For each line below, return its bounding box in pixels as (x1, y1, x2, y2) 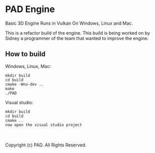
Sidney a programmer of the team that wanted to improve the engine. (5, 35, 149, 41)
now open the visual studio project (5, 122, 82, 127)
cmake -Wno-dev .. (5, 82, 44, 87)
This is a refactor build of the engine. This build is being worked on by (5, 30, 150, 36)
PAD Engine (5, 4, 55, 15)
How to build (5, 50, 46, 58)
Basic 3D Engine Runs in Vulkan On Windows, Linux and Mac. (5, 20, 133, 26)
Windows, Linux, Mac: (5, 63, 51, 69)
